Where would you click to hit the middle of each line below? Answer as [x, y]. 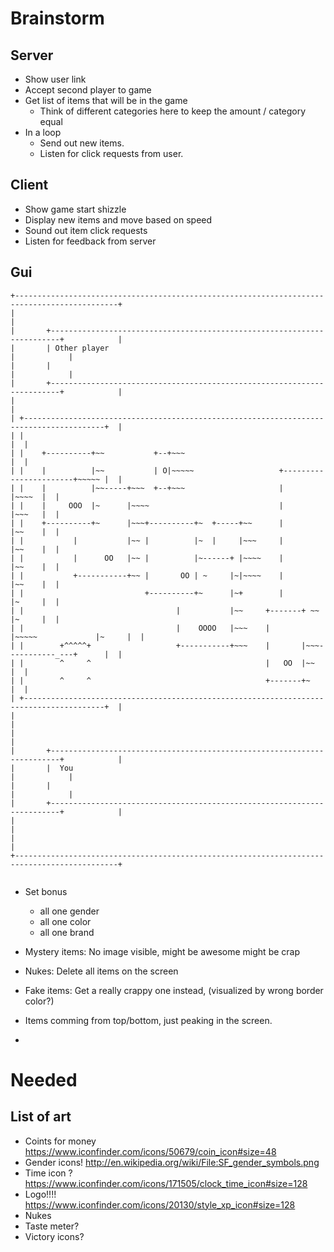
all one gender [69, 911]
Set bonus [46, 891]
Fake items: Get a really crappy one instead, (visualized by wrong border [174, 990]
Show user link [55, 79]
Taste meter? [52, 1226]
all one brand [67, 932]
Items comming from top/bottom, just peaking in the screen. [148, 1020]
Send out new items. [82, 143]
